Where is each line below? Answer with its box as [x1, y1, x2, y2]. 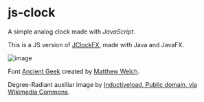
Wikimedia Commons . [8, 88, 70, 96]
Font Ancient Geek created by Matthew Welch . [8, 67, 140, 75]
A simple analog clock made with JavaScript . [8, 27, 136, 36]
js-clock [8, 5, 56, 21]
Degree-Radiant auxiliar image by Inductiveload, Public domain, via [8, 80, 198, 88]
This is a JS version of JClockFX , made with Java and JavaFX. [8, 40, 185, 49]
